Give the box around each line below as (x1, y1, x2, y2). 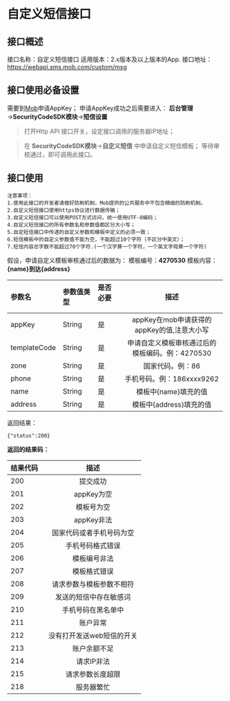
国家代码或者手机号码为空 (51, 527, 135, 537)
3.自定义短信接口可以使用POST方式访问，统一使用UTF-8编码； (7, 214, 159, 221)
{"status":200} (7, 432, 51, 439)
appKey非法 (74, 515, 112, 525)
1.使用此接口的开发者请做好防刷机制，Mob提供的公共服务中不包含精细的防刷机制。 (7, 200, 206, 206)
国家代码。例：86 (143, 361, 201, 370)
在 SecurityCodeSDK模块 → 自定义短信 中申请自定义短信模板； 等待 (23, 141, 214, 150)
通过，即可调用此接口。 (29, 150, 97, 158)
